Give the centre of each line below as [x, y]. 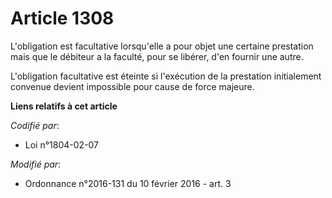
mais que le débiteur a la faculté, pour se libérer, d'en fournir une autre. [157, 56]
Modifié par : [36, 164]
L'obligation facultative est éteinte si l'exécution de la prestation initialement [166, 76]
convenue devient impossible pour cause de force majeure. [132, 86]
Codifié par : [35, 125]
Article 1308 [62, 18]
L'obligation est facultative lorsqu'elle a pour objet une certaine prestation [162, 46]
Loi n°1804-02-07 [62, 144]
